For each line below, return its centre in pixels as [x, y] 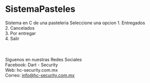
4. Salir [12, 39]
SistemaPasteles [40, 9]
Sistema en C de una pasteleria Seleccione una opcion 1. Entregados [75, 23]
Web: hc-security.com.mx [31, 70]
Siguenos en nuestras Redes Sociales [44, 59]
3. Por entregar [21, 33]
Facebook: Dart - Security [32, 65]
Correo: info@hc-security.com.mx [40, 75]
